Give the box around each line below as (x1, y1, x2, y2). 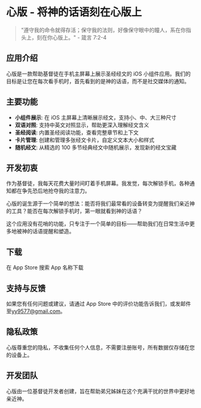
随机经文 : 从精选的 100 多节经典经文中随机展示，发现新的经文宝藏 (14, 144, 176, 151)
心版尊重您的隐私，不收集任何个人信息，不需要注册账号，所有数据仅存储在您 (6, 343, 195, 351)
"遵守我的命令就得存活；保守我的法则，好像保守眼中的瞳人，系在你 (20, 26, 187, 34)
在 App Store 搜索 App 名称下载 (6, 264, 84, 271)
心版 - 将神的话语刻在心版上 (6, 5, 142, 19)
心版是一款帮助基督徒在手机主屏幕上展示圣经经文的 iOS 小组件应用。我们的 (6, 70, 191, 77)
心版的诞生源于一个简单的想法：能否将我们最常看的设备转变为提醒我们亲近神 (6, 200, 195, 207)
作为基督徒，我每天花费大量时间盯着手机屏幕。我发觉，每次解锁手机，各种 (6, 180, 190, 187)
